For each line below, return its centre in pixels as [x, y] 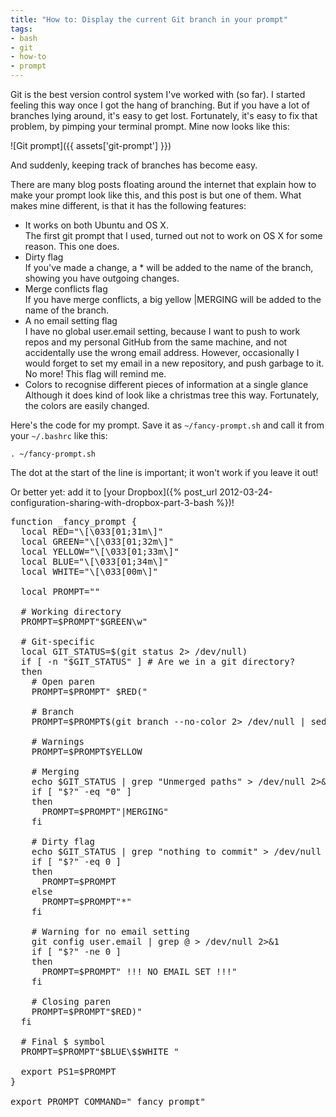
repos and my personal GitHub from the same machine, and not [156, 342]
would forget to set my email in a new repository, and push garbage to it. [174, 363]
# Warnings [58, 741]
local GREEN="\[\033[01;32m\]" [97, 541]
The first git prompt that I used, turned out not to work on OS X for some [173, 235]
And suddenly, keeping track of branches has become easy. [134, 165]
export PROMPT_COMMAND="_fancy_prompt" [108, 1101]
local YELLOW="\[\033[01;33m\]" [100, 551]
